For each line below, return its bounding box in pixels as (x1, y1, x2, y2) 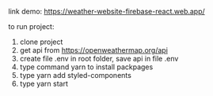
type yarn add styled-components (19, 71, 132, 79)
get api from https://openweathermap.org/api (19, 46, 169, 54)
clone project (19, 37, 63, 46)
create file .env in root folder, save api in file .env (19, 54, 179, 63)
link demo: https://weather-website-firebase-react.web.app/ (8, 7, 206, 16)
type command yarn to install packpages (19, 62, 154, 72)
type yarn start (19, 79, 69, 88)
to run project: (8, 22, 55, 31)
